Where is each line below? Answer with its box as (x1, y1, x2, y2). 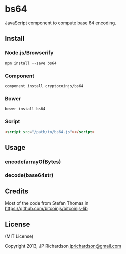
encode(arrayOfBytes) (5, 158, 61, 165)
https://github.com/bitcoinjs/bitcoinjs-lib (5, 206, 88, 212)
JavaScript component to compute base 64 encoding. (5, 20, 116, 26)
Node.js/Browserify (5, 49, 54, 56)
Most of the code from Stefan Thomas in (5, 200, 89, 206)
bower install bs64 (5, 106, 46, 112)
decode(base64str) (5, 171, 54, 178)
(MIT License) (5, 233, 34, 239)
